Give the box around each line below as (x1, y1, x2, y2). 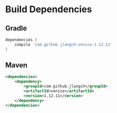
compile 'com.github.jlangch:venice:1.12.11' (14, 42, 113, 47)
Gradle (5, 24, 27, 33)
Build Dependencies (5, 4, 93, 15)
